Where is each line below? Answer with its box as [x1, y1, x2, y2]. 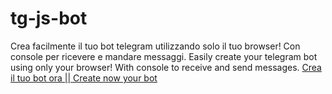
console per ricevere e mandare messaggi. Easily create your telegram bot [10, 50, 318, 62]
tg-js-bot [10, 7, 88, 30]
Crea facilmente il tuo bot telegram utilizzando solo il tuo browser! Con [10, 40, 301, 52]
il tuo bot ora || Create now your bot [10, 72, 158, 84]
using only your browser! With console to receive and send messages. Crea [10, 61, 322, 73]
